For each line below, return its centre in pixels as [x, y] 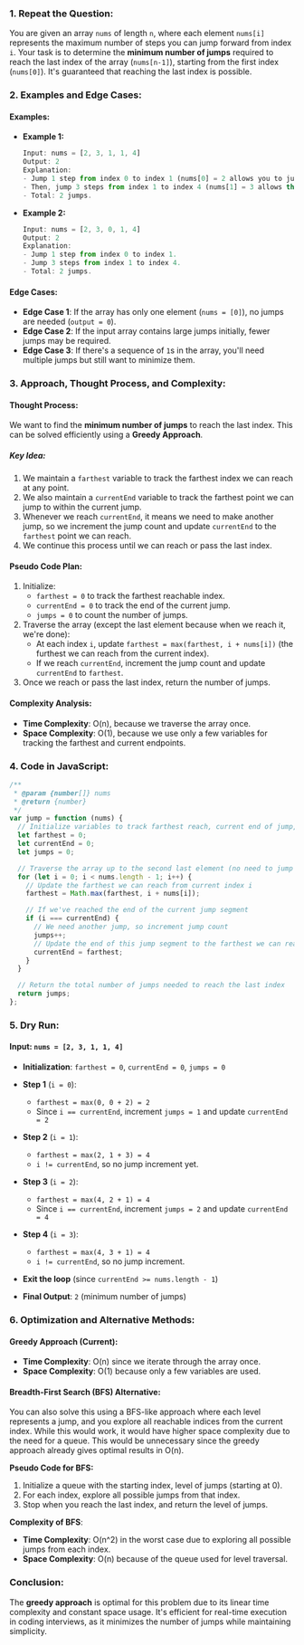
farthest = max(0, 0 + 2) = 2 [93, 1103]
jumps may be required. [66, 341]
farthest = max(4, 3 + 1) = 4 [93, 1253]
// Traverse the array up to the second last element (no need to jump [156, 868]
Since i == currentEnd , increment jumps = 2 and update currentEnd [162, 1209]
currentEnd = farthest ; [78, 952]
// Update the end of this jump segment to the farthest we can [157, 944]
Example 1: [43, 137]
